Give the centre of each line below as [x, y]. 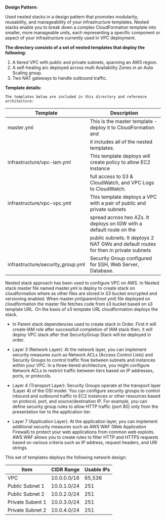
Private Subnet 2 [27, 510]
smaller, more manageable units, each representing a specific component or [83, 32]
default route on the [113, 230]
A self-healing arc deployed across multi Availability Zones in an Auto [83, 67]
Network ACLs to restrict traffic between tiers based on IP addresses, [83, 371]
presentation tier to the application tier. [52, 412]
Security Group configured [121, 258]
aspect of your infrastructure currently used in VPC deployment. [70, 38]
